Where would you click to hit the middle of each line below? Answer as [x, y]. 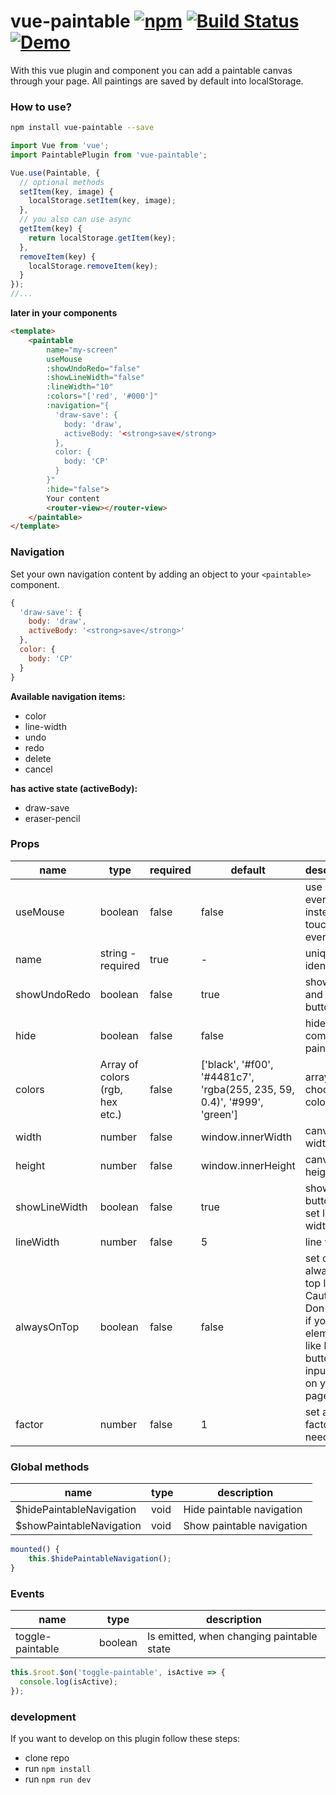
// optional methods [62, 182]
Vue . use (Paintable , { [55, 173]
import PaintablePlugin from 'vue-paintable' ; [109, 155]
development [43, 1717]
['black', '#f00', [237, 1064]
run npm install [58, 1768]
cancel [38, 769]
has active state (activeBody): [74, 788]
